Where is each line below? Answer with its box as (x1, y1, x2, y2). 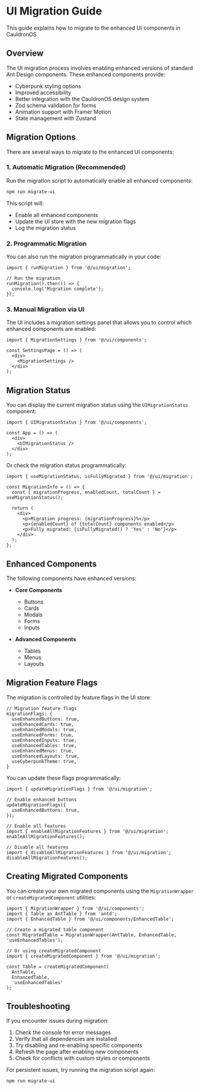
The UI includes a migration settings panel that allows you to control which (6, 319, 192, 326)
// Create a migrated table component (6, 927, 104, 933)
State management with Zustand (15, 114, 97, 122)
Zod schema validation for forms (15, 102, 97, 109)
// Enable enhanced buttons (6, 797, 77, 803)
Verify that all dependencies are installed (15, 1036, 117, 1043)
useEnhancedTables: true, (11, 742, 77, 748)
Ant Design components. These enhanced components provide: (6, 71, 166, 78)
